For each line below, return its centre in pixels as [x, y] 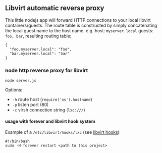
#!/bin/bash [17, 141]
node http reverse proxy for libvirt [47, 70]
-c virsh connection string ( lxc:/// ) [49, 110]
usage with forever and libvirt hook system [50, 121]
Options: [14, 90]
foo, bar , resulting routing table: [38, 36]
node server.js [21, 81]
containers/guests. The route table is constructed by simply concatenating [81, 25]
